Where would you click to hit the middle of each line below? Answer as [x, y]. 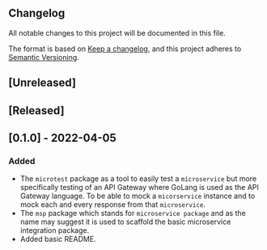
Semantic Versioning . [44, 57]
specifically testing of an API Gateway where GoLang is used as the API [139, 187]
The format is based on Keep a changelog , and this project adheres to [125, 49]
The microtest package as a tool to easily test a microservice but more [138, 179]
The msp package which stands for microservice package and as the [133, 213]
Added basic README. [58, 239]
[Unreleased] [42, 83]
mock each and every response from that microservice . [113, 205]
